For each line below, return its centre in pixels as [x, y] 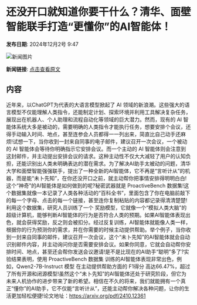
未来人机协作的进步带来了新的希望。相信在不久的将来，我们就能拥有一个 [93, 281]
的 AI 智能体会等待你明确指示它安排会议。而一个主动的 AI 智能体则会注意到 [96, 149]
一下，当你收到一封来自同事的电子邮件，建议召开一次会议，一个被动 [105, 141]
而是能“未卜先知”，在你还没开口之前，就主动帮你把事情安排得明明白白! [101, 178]
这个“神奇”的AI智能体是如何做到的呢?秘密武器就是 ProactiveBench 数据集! [95, 185]
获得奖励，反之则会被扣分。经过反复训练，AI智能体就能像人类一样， [108, 222]
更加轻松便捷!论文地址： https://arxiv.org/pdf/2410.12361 [78, 296]
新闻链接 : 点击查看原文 [33, 69]
